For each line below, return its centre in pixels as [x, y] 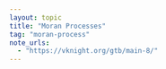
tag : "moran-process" [50, 34]
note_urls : [30, 43]
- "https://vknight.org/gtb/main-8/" [88, 51]
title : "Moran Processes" [57, 26]
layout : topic [36, 17]
